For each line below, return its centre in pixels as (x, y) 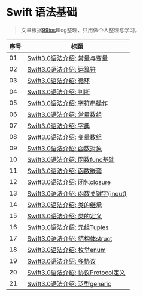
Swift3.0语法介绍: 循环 (59, 81)
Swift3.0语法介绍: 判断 (59, 92)
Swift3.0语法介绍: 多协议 (62, 261)
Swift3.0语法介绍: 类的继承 (65, 205)
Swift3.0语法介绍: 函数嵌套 (65, 171)
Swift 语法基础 (42, 12)
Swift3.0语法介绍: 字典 (59, 126)
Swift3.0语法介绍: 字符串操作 (68, 103)
